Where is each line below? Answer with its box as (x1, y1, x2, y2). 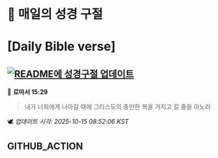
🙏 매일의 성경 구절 (7, 6, 103, 22)
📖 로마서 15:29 (7, 88, 48, 96)
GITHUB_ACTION (7, 140, 84, 152)
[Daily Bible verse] (7, 39, 116, 54)
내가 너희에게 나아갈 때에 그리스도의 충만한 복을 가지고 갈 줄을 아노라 (24, 102, 211, 111)
